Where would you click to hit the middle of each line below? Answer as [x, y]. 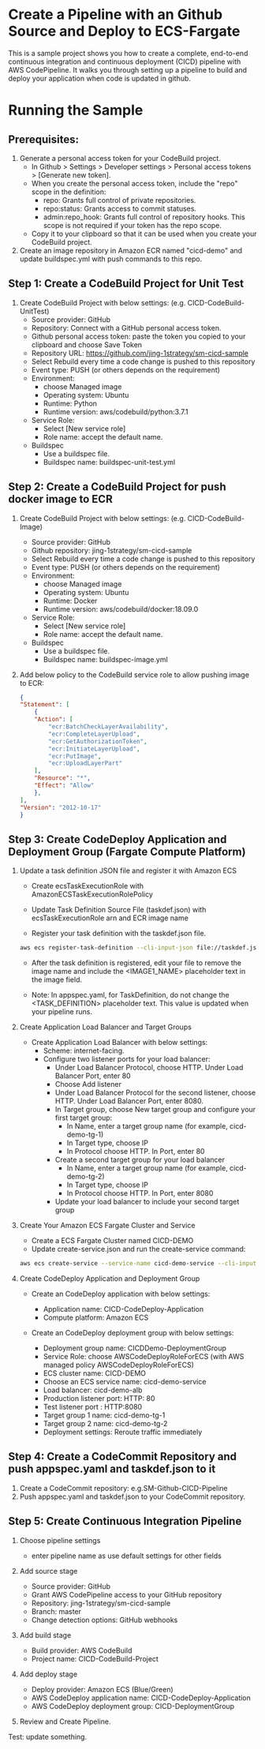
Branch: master [56, 1611]
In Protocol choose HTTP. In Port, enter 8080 [140, 1193]
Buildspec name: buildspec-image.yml [105, 659]
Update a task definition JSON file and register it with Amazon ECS [128, 871]
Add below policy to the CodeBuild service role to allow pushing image [134, 674]
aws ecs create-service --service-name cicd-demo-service [117, 1264]
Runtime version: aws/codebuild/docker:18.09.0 [121, 609]
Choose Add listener [88, 1084]
